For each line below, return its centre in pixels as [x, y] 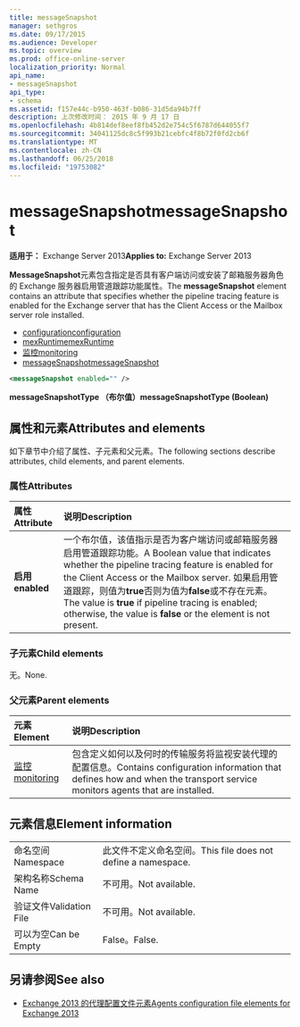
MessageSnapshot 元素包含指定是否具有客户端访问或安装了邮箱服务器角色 [146, 275]
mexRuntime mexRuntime [68, 342]
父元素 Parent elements [59, 700]
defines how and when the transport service [165, 779]
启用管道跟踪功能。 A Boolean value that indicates [167, 553]
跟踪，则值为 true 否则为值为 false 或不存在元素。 [173, 591]
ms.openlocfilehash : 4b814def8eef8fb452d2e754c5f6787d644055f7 [129, 126]
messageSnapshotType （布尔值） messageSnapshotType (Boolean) [139, 397]
